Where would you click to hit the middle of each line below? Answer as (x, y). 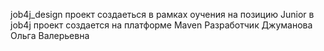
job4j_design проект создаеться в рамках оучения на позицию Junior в (162, 14)
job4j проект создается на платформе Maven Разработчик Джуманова (161, 25)
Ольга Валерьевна (50, 35)
